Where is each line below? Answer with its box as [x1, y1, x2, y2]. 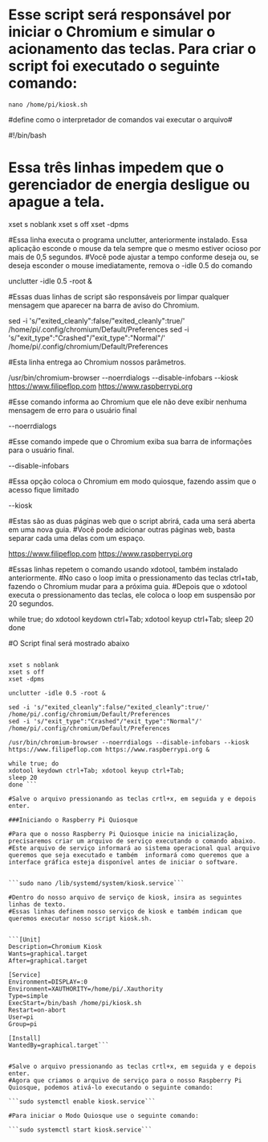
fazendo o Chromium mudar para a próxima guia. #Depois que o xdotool [8, 581, 247, 591]
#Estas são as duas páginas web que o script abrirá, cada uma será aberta [8, 516, 256, 526]
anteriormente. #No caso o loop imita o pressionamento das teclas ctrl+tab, [8, 573, 258, 583]
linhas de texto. [8, 900, 67, 909]
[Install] [8, 1034, 42, 1042]
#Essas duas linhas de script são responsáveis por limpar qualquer [8, 291, 230, 301]
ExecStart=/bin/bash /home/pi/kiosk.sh [8, 999, 142, 1007]
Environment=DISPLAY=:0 [8, 978, 88, 986]
